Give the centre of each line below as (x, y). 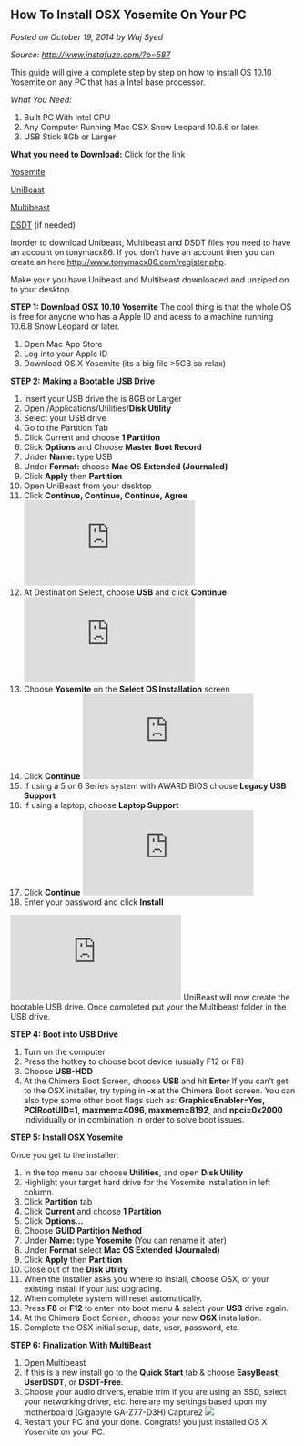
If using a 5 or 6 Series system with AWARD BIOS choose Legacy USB (155, 785)
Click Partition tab (58, 1201)
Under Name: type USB (68, 456)
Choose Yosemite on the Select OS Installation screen (127, 689)
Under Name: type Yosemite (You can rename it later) (125, 1240)
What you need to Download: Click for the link (98, 154)
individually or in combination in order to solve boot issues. (134, 1119)
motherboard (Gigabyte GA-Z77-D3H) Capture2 (113, 1412)
